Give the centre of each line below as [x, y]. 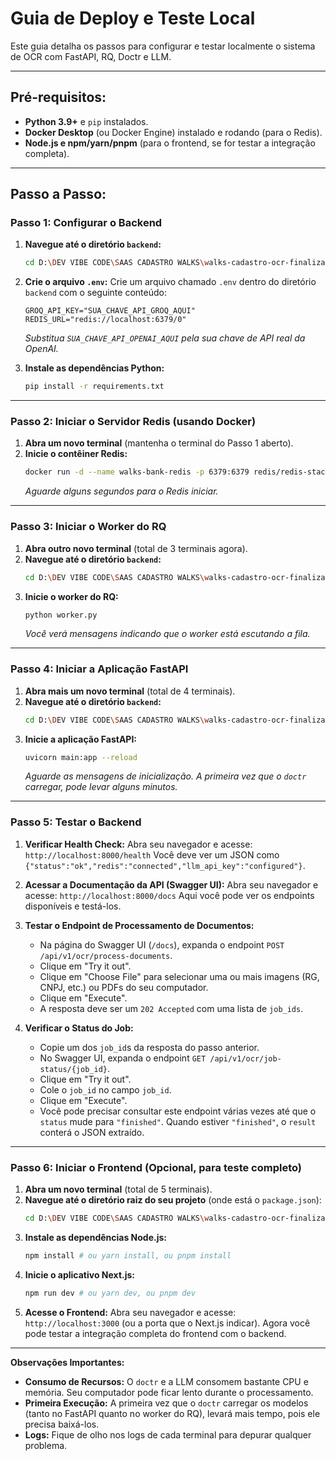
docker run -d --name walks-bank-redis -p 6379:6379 [137, 472]
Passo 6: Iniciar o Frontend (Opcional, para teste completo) [156, 1167]
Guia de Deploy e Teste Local [133, 18]
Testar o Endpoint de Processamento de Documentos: [139, 925]
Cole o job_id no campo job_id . [105, 1089]
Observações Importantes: [67, 1362]
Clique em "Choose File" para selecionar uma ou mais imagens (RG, [179, 976]
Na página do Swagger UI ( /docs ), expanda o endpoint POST [162, 944]
